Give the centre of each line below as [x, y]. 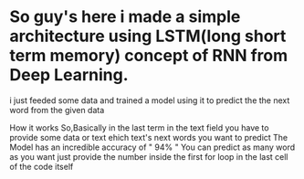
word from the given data [57, 110]
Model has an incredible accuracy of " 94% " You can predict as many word [152, 147]
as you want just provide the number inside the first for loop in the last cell [149, 156]
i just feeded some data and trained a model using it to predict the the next [150, 100]
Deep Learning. [69, 75]
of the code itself [42, 166]
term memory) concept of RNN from [149, 56]
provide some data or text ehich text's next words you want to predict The [149, 137]
